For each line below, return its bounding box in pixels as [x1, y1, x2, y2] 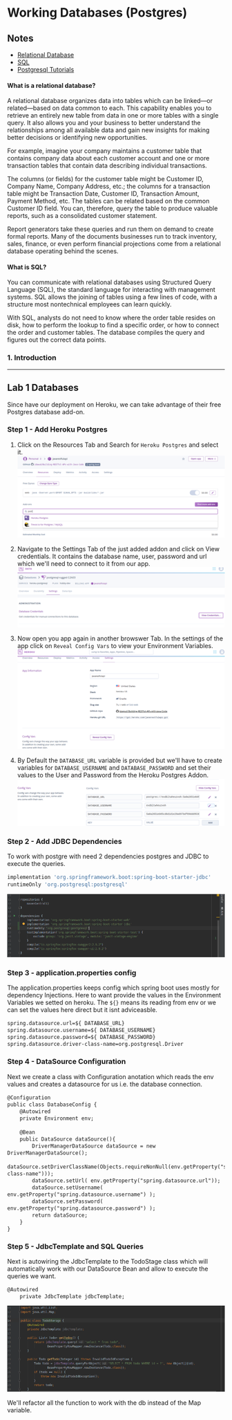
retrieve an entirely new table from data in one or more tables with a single [7, 111, 219, 120]
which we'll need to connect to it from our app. [17, 560, 151, 568]
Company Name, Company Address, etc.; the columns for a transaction [7, 182, 211, 191]
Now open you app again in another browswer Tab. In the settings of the [17, 634, 223, 643]
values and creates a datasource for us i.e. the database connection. [7, 1080, 202, 1088]
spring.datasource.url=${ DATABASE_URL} [7, 1020, 126, 1027]
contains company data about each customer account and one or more [7, 154, 210, 163]
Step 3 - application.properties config [7, 968, 137, 977]
